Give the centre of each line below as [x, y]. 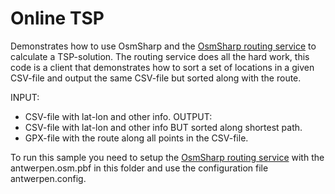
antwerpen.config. [48, 178]
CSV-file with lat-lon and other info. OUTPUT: [118, 116]
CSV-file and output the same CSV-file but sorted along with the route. [156, 78]
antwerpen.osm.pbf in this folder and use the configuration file [139, 168]
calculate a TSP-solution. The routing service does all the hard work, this [160, 56]
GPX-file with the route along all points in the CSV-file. [136, 138]
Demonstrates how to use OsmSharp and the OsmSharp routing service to [163, 46]
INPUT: [25, 97]
